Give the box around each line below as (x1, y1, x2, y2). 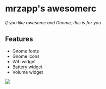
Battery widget (12, 64, 43, 70)
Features (5, 35, 33, 44)
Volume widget (12, 69, 43, 75)
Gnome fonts (12, 48, 39, 54)
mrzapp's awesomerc (5, 3, 97, 14)
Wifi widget (12, 58, 36, 64)
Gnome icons (12, 53, 40, 59)
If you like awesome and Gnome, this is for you (5, 19, 102, 25)
